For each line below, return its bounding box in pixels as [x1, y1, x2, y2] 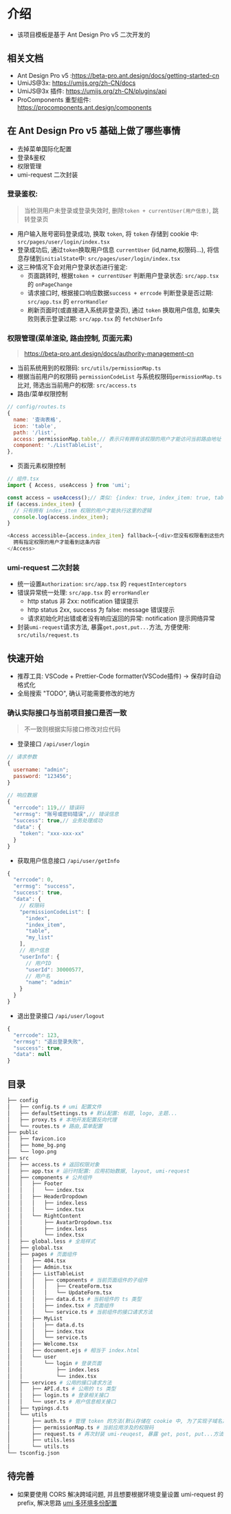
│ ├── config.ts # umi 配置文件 [7, 1103, 102, 1110]
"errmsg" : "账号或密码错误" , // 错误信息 [13, 811, 119, 818]
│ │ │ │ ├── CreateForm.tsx [7, 1283, 112, 1290]
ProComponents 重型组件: [16, 95, 91, 103]
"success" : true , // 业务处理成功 [13, 817, 103, 824]
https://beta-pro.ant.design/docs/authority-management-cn [23, 350, 195, 358]
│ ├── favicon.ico [7, 1135, 67, 1142]
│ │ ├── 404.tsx [7, 1257, 67, 1264]
